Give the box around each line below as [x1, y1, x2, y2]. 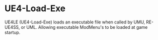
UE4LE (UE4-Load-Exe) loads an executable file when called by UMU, [4, 19, 145, 25]
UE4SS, [4, 24, 20, 30]
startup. [4, 29, 20, 35]
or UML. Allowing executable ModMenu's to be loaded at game [20, 24, 148, 30]
